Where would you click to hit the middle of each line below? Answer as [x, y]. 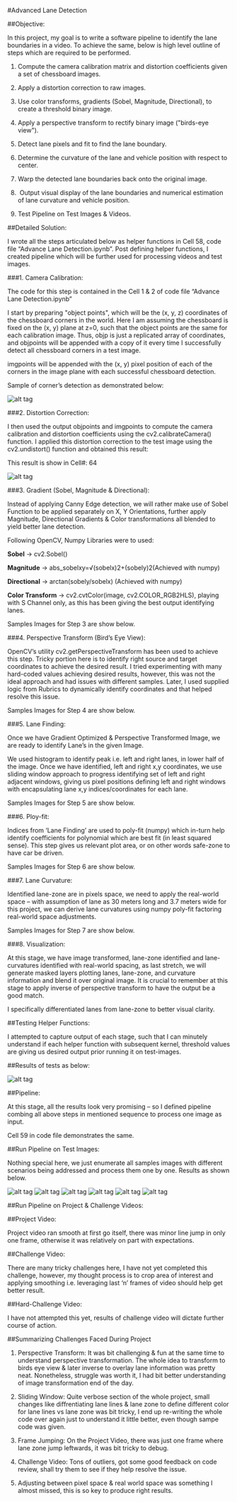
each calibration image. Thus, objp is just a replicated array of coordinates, [116, 335]
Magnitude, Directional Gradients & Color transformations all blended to [111, 519]
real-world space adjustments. [52, 916]
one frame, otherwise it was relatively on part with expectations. [101, 1240]
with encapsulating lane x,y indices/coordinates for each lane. [98, 789]
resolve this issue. [34, 696]
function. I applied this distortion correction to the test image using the [110, 441]
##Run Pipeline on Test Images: [54, 1149]
